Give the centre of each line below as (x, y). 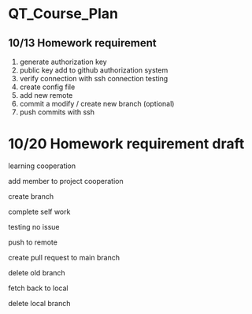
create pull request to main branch (64, 257)
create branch (31, 196)
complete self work (39, 211)
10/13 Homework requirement (82, 43)
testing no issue (34, 226)
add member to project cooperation (66, 181)
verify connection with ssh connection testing (94, 78)
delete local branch (39, 303)
